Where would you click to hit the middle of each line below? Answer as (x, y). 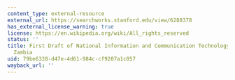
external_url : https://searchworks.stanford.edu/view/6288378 (100, 20)
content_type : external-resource (56, 14)
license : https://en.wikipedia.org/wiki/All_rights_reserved (98, 33)
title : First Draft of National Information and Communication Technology (119, 46)
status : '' (23, 40)
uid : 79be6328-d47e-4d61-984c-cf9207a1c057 (72, 59)
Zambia (23, 53)
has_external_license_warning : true (60, 26)
